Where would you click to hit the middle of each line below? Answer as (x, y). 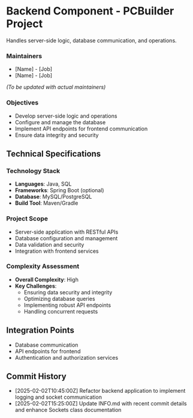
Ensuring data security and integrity (68, 292)
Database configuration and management (66, 238)
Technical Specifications (54, 153)
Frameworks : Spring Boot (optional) (59, 190)
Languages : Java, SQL (43, 184)
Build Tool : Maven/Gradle (46, 203)
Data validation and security (49, 244)
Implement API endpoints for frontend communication (81, 129)
